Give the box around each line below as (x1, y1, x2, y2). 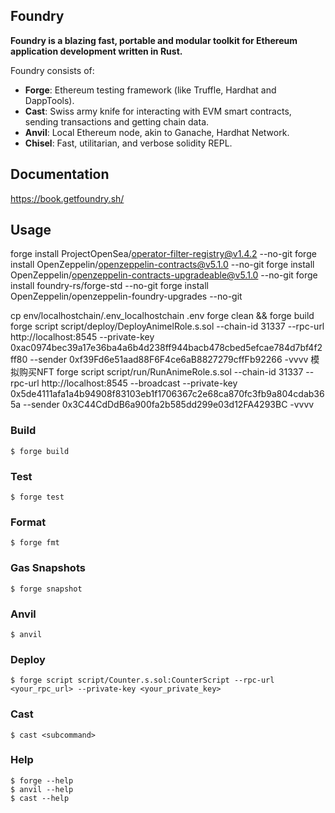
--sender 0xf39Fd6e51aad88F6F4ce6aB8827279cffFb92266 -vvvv (29, 354, 309, 366)
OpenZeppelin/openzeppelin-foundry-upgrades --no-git (10, 290, 243, 303)
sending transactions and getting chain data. (24, 115, 210, 128)
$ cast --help (10, 793, 70, 803)
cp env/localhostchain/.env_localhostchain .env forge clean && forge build (10, 310, 315, 322)
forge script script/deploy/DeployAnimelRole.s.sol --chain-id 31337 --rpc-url (10, 320, 325, 333)
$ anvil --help (10, 784, 74, 794)
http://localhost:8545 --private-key (10, 331, 155, 343)
